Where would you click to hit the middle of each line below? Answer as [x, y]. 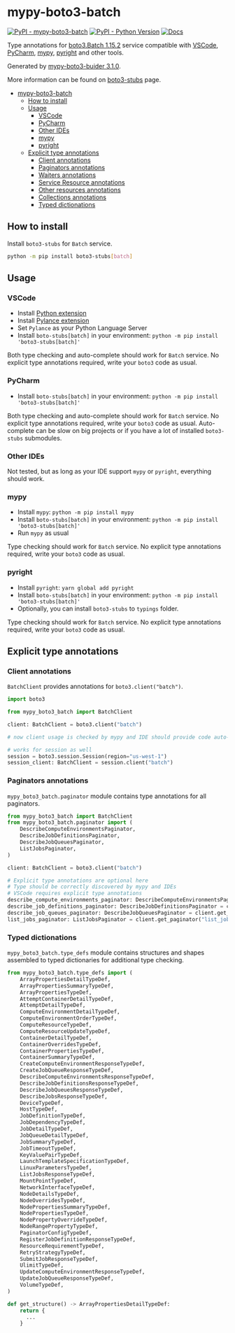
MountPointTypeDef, [48, 1181]
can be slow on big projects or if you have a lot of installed [120, 430]
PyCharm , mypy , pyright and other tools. [66, 52]
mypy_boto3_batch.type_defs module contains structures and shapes [106, 953]
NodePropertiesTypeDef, [55, 1213]
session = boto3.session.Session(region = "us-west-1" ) [87, 756]
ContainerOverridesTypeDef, [60, 1044]
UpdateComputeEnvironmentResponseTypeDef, [83, 1272]
